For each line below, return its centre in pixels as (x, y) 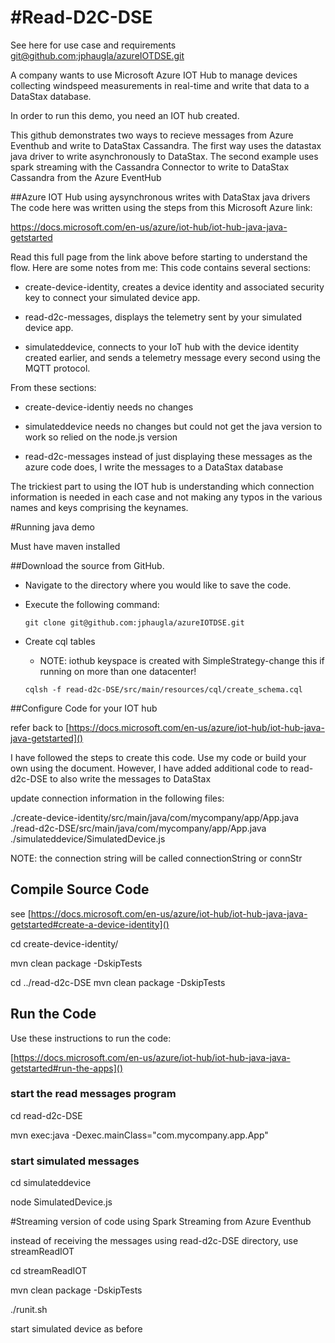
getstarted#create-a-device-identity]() (90, 924)
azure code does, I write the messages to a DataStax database (154, 467)
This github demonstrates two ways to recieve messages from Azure (152, 135)
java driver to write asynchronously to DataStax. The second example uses (164, 156)
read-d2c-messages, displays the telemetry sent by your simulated (163, 317)
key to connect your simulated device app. (112, 297)
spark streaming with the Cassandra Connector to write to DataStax (150, 167)
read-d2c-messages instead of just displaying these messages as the (168, 456)
